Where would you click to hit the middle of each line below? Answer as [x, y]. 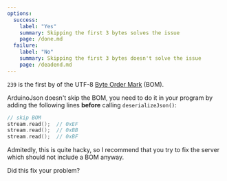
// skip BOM [24, 118]
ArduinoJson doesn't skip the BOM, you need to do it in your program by [110, 98]
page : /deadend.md [46, 65]
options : [20, 13]
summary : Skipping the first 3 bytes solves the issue [100, 33]
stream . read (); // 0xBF [43, 137]
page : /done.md [41, 39]
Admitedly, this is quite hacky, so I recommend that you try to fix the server [113, 150]
